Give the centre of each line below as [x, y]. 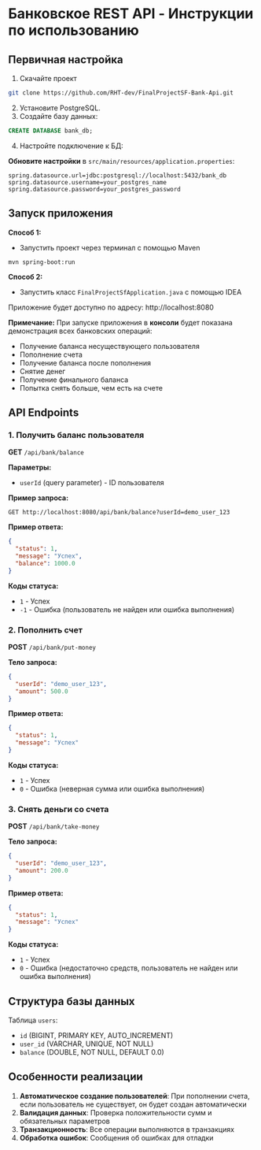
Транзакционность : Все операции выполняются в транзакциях [127, 1129]
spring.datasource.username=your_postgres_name [88, 182]
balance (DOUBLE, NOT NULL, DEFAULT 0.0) [92, 1052]
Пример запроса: [39, 498]
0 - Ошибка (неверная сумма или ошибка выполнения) [112, 788]
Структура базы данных [72, 1001]
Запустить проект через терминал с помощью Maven [110, 247]
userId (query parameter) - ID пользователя [92, 483]
